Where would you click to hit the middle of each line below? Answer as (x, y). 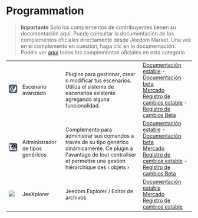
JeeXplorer (36, 194)
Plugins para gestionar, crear (100, 74)
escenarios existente (91, 93)
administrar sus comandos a (100, 136)
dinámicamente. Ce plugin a (99, 148)
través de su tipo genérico (97, 142)
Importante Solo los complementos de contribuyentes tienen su (98, 27)
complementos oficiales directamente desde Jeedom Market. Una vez (106, 40)
